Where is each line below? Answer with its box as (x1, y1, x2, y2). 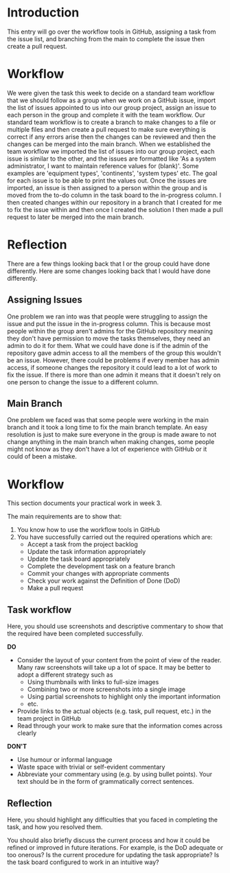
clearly (16, 729, 37, 737)
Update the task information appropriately (27, 548, 146, 556)
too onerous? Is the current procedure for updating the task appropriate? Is (7, 851, 220, 859)
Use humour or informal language (16, 756, 113, 764)
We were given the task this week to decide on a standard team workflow (7, 89, 215, 97)
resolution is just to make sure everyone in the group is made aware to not (7, 430, 217, 439)
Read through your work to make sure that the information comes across (16, 722, 223, 730)
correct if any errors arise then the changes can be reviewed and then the (7, 132, 216, 141)
